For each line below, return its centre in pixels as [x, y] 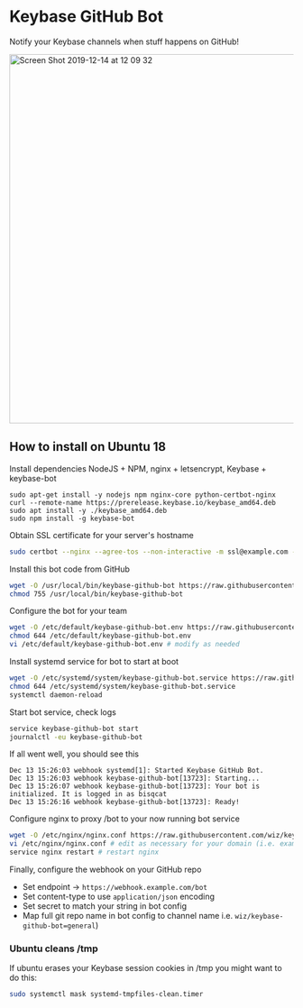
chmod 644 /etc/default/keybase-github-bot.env [101, 636]
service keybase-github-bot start [74, 729]
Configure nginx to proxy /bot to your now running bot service [125, 819]
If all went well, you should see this [74, 754]
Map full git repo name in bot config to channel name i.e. [127, 916]
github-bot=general [59, 926]
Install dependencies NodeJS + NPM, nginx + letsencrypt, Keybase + [138, 468]
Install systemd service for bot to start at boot [94, 661]
